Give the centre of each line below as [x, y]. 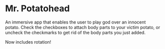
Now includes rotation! [28, 42]
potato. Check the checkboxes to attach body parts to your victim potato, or [82, 27]
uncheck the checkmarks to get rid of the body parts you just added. [75, 32]
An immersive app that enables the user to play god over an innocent [76, 22]
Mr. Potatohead [38, 9]
